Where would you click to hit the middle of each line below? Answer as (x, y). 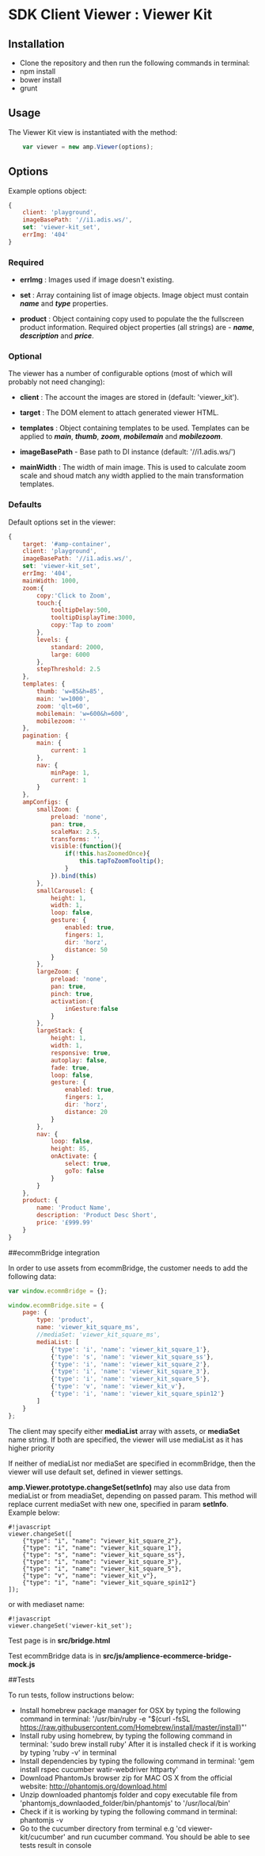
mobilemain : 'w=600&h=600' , (83, 713)
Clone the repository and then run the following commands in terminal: (135, 63)
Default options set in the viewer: (62, 522)
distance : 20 (86, 1112)
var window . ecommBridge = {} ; (58, 1291)
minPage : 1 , (70, 772)
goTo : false (84, 1171)
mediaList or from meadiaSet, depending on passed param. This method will (132, 1495)
